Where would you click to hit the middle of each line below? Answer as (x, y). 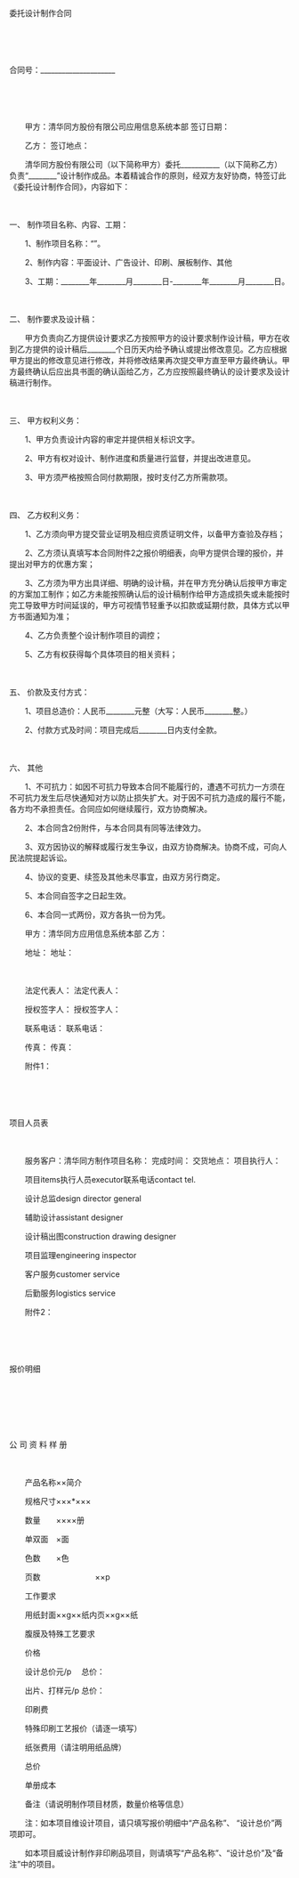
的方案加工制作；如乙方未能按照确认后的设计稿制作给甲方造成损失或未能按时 (149, 594)
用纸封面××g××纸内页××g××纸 (81, 1615)
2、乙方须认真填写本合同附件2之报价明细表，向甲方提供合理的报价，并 (154, 553)
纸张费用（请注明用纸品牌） (75, 1747)
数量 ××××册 (55, 1520)
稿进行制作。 (32, 382)
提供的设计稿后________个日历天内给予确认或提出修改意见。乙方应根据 (160, 349)
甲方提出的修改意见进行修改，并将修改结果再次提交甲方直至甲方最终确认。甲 (149, 360)
